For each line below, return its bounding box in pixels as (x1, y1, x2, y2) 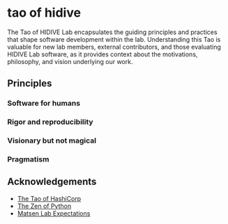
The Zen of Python (17, 202, 72, 210)
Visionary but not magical (7, 136, 96, 145)
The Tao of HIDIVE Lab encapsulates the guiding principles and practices (7, 28, 218, 36)
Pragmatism (7, 154, 50, 164)
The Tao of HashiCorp (17, 194, 82, 202)
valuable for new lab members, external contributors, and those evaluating (7, 42, 221, 51)
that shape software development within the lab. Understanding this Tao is (7, 35, 221, 43)
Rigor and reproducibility (7, 117, 93, 127)
